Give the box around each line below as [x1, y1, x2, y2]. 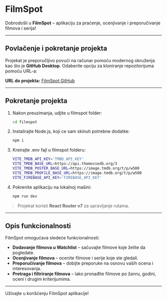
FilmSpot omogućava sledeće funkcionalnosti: [5, 235, 100, 241]
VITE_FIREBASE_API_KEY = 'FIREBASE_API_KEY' [12, 175, 102, 180]
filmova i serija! [5, 25, 36, 31]
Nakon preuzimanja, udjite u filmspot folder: [12, 110, 102, 116]
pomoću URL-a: [5, 68, 37, 74]
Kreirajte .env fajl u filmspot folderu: [12, 147, 86, 153]
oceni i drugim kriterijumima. [12, 276, 71, 282]
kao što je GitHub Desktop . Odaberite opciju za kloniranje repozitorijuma [5, 63, 154, 69]
